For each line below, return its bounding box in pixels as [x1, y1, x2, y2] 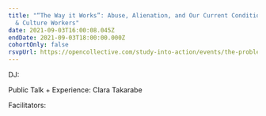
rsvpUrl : [8, 48, 37, 56]
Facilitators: [8, 100, 46, 110]
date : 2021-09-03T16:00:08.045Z [8, 26, 115, 34]
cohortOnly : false [8, 41, 69, 49]
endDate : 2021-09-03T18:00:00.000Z [8, 33, 126, 42]
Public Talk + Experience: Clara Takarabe [8, 85, 142, 95]
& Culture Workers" [15, 19, 80, 27]
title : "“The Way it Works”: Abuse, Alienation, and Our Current [8, 11, 228, 20]
